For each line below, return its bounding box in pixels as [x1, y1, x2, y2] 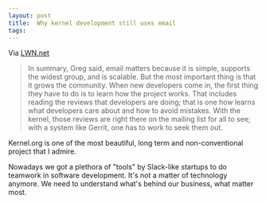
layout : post [8, 11, 52, 20]
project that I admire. [8, 146, 77, 156]
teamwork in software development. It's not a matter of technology [8, 170, 228, 180]
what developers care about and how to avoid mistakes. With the [27, 106, 241, 115]
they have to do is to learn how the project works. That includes [27, 89, 237, 99]
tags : [8, 26, 26, 34]
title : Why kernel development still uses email [8, 19, 177, 27]
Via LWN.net [8, 49, 50, 58]
